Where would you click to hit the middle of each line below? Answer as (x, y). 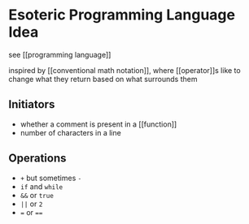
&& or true (37, 195)
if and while (41, 186)
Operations (37, 159)
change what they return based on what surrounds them (103, 79)
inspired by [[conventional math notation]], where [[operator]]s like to (125, 70)
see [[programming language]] (60, 54)
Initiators (32, 104)
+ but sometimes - (51, 178)
